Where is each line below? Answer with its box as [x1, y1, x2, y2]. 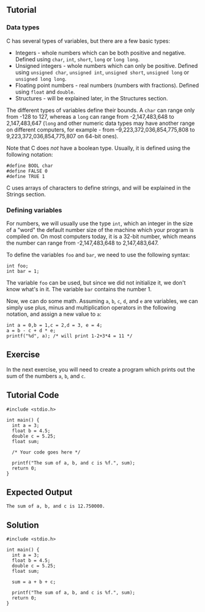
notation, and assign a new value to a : [6, 310, 102, 318]
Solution [6, 520, 39, 530]
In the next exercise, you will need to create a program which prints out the [6, 365, 195, 373]
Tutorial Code [6, 390, 59, 400]
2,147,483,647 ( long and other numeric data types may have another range [6, 119, 195, 127]
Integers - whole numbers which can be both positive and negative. [15, 49, 186, 56]
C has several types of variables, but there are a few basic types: [6, 37, 170, 45]
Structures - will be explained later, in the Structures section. [15, 94, 168, 102]
